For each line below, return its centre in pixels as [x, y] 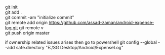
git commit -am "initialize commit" [40, 17]
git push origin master [27, 33]
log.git [12, 28]
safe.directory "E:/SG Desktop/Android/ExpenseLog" [70, 47]
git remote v [31, 28]
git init [12, 7]
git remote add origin [26, 22]
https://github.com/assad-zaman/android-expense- [101, 22]
